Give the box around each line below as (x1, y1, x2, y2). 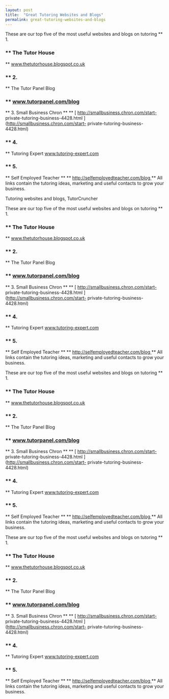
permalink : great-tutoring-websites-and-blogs (5, 17, 106, 22)
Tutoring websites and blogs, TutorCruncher (5, 195, 98, 201)
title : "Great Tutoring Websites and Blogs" (5, 12, 103, 17)
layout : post (5, 7, 33, 13)
